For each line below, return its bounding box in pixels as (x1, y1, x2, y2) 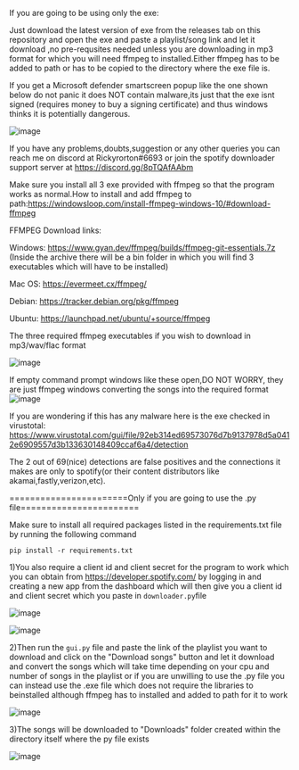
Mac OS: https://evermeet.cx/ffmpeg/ (9, 278, 147, 289)
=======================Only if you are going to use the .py (9, 493, 256, 503)
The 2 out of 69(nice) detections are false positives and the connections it (9, 457, 281, 467)
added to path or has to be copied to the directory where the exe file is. (9, 62, 271, 73)
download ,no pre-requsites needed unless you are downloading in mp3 (9, 44, 274, 54)
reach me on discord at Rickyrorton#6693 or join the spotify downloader (9, 153, 276, 163)
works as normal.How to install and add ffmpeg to (9, 189, 192, 199)
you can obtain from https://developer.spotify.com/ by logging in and (9, 571, 262, 582)
